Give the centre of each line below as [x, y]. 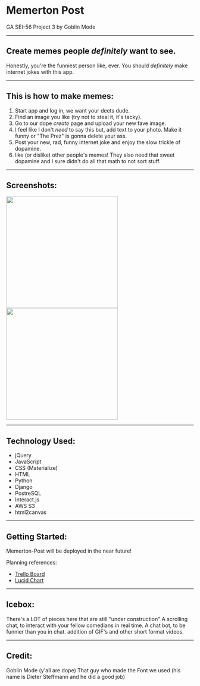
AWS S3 [25, 506]
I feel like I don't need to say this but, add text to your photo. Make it [98, 129]
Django [24, 487]
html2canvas [30, 512]
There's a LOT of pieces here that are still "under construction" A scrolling [97, 619]
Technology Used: [41, 441]
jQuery [23, 456]
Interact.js [27, 500]
